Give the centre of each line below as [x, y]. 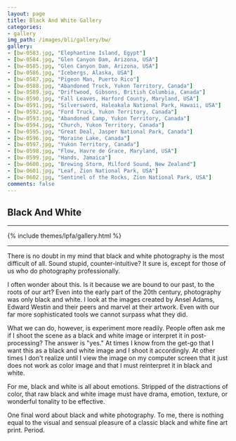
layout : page [26, 14]
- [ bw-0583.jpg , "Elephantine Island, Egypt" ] [77, 53]
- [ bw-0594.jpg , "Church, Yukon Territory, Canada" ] [86, 125]
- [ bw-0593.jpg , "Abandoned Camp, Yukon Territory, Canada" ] [99, 118]
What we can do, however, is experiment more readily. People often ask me [116, 328]
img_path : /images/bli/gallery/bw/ [59, 40]
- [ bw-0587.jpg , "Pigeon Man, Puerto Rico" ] [73, 79]
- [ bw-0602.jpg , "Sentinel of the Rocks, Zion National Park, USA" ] [110, 177]
